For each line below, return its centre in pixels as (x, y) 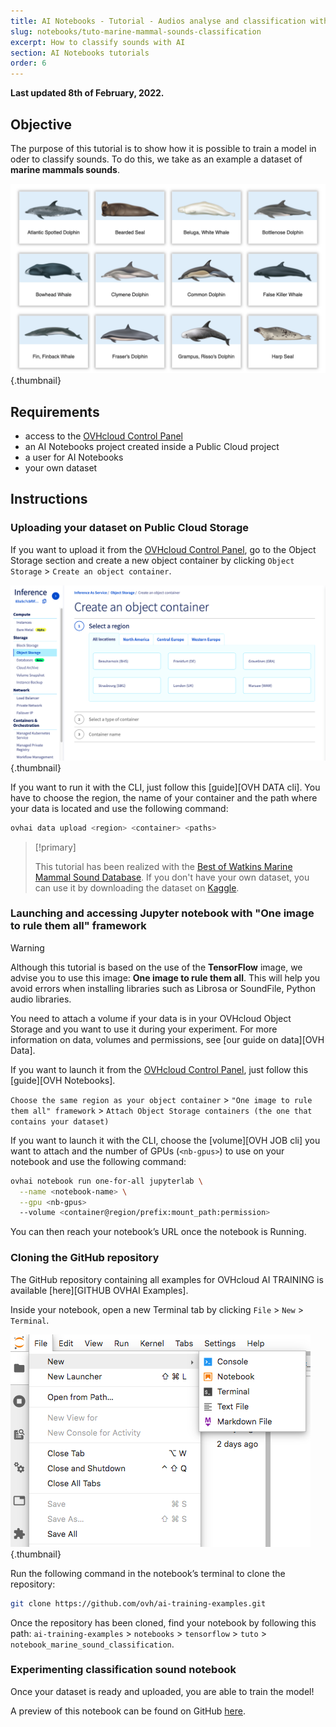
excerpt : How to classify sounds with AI (98, 42)
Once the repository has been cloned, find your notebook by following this (163, 1622)
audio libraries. (41, 999)
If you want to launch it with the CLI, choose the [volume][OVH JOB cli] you (165, 1140)
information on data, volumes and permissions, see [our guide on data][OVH (167, 1039)
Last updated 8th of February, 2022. (87, 93)
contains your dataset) (60, 1121)
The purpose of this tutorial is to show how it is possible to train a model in (163, 148)
